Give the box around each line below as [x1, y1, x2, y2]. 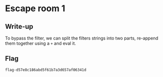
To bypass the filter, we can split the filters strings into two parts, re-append [5, 35, 159, 41]
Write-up [5, 22, 33, 31]
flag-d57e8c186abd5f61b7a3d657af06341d [5, 67, 87, 72]
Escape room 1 [5, 3, 65, 14]
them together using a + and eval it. [5, 40, 76, 46]
